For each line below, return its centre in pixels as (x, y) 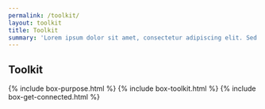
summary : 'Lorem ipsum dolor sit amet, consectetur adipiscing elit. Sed (133, 38)
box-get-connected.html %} (54, 97)
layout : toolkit (35, 23)
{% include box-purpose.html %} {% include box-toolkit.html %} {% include (132, 88)
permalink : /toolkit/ (44, 15)
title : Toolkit (33, 30)
